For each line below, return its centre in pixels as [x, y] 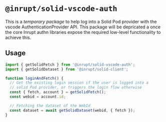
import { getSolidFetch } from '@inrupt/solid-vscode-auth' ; [70, 64]
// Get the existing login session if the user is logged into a [79, 83]
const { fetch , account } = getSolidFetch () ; [58, 92]
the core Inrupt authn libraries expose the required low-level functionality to [83, 32]
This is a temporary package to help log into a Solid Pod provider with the [81, 21]
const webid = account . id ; [38, 97]
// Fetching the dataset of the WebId [50, 106]
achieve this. [18, 37]
